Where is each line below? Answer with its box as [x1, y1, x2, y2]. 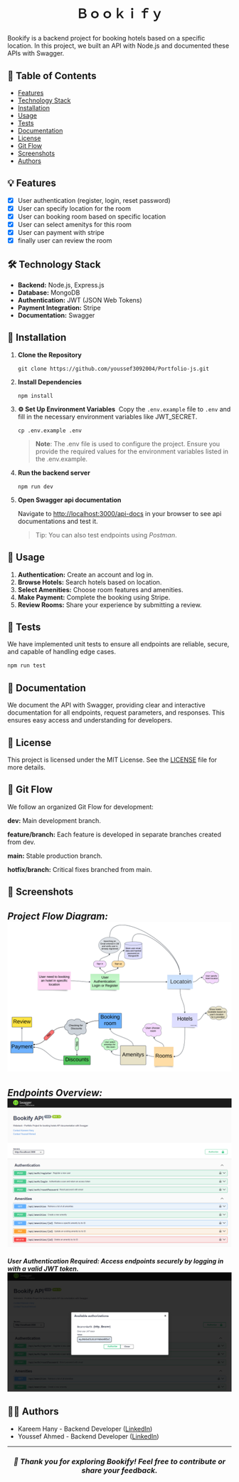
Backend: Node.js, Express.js [17, 281, 105, 289]
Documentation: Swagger [17, 311, 95, 320]
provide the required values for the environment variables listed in [35, 447, 229, 456]
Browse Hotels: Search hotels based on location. [17, 577, 162, 587]
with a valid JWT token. [7, 1264, 80, 1273]
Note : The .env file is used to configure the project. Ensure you [35, 439, 221, 448]
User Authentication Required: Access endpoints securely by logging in [7, 1256, 224, 1265]
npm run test [7, 662, 46, 669]
